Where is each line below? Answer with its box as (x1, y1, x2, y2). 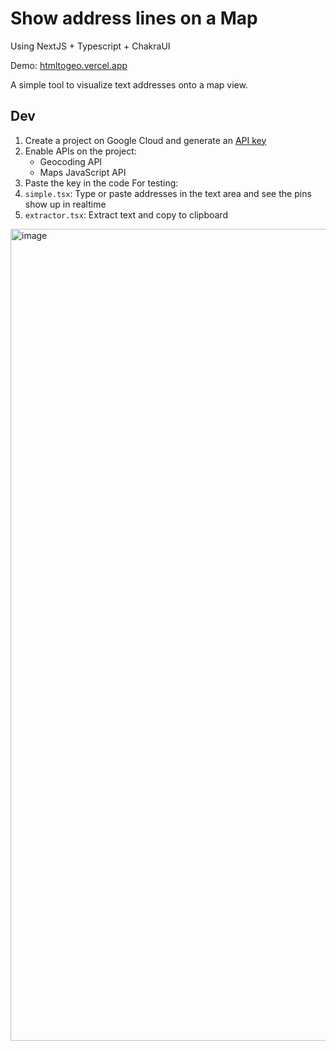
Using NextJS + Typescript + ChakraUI (10, 40, 171, 52)
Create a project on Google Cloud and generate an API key (24, 134, 267, 146)
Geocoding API (39, 155, 103, 167)
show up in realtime (24, 198, 107, 210)
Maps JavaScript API (39, 166, 127, 178)
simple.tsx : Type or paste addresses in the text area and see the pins (24, 187, 312, 199)
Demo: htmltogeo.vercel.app (10, 59, 128, 71)
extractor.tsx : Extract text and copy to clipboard (24, 208, 228, 221)
